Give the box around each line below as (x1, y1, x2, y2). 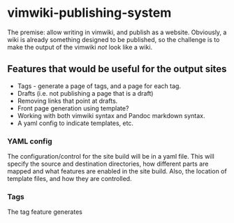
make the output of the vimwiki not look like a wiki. (7, 43, 153, 51)
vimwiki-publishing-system (7, 5, 172, 21)
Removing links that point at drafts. (17, 96, 118, 105)
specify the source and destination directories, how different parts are (7, 159, 209, 168)
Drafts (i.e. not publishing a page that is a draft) (17, 89, 154, 97)
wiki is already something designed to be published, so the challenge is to (7, 35, 220, 43)
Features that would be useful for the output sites (7, 63, 227, 75)
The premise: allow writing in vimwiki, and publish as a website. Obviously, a (7, 28, 227, 36)
